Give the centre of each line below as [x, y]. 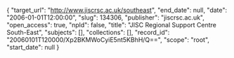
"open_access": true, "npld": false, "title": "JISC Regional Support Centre [112, 25]
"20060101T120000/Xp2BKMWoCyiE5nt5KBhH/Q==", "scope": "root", [108, 40]
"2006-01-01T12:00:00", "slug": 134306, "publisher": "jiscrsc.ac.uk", [106, 17]
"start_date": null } [33, 47]
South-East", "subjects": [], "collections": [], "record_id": [88, 32]
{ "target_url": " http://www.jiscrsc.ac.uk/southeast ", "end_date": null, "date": [117, 10]
